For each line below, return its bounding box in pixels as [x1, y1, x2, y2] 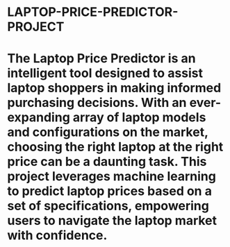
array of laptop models [72, 110, 206, 126]
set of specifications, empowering [7, 198, 210, 214]
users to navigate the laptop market [7, 213, 217, 229]
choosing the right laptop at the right [7, 139, 224, 155]
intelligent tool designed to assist [7, 65, 204, 81]
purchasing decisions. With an [7, 95, 187, 111]
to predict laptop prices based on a [7, 183, 212, 199]
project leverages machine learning [7, 169, 217, 185]
